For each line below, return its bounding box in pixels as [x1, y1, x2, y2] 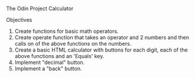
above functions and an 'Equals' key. [14, 53, 105, 59]
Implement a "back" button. [14, 65, 82, 72]
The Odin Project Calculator [6, 5, 74, 12]
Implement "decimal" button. [14, 59, 85, 66]
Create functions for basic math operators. [14, 28, 119, 35]
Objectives [6, 16, 32, 23]
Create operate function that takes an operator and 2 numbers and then [14, 34, 190, 40]
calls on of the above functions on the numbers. [14, 40, 132, 47]
